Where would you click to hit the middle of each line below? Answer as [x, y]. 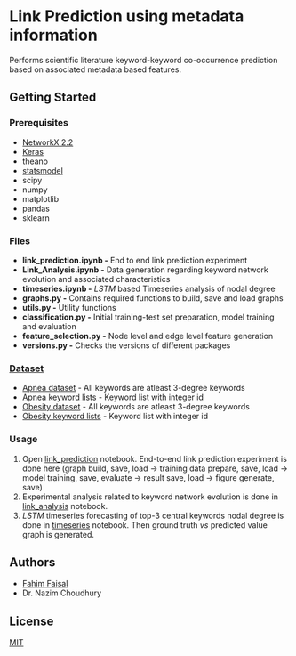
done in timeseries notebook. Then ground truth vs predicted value [145, 525]
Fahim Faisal [45, 584]
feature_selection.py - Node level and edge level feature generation [148, 336]
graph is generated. [58, 534]
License [32, 621]
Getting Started [53, 97]
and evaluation [49, 326]
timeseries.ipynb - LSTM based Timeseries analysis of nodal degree [148, 288]
